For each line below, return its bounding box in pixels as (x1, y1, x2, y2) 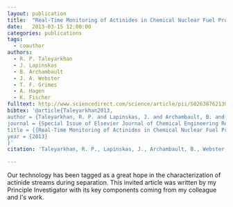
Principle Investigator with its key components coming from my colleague (7, 185, 217, 194)
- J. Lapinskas (13, 62, 58, 69)
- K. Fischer (13, 94, 51, 101)
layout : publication (7, 10, 67, 17)
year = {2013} (7, 133, 49, 140)
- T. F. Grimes (13, 81, 58, 88)
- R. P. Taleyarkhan (13, 56, 73, 63)
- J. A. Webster (13, 74, 60, 82)
